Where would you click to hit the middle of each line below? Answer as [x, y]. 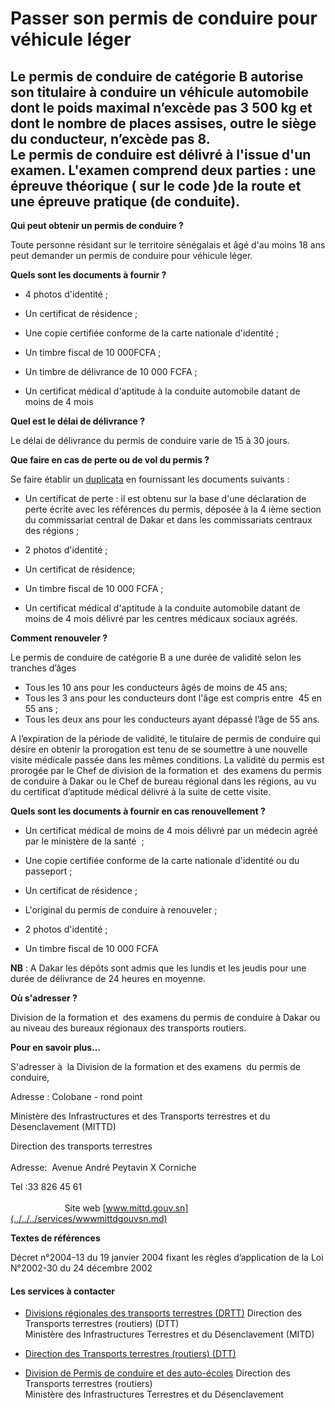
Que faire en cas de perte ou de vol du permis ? [110, 460]
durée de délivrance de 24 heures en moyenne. [108, 978]
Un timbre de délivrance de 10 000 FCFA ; [111, 371]
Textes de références [55, 1238]
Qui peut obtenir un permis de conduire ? [97, 225]
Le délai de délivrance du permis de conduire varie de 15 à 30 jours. [150, 440]
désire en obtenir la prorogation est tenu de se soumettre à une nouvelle [159, 749]
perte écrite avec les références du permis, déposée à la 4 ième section [173, 509]
